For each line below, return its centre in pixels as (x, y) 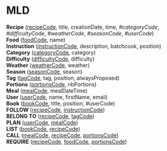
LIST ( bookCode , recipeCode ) (43, 129)
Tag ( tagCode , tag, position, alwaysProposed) (63, 78)
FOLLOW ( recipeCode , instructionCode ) (56, 110)
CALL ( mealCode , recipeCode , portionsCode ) (62, 135)
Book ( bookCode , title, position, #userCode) (61, 103)
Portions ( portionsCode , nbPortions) (51, 84)
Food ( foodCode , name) (36, 40)
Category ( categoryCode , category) (51, 52)
